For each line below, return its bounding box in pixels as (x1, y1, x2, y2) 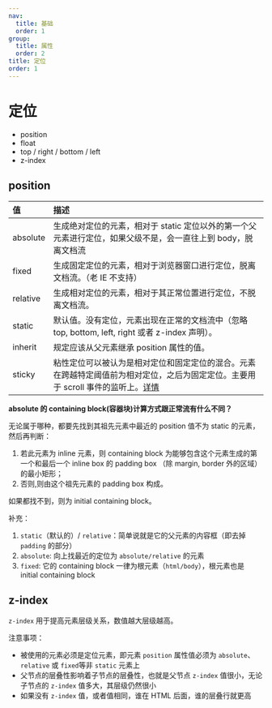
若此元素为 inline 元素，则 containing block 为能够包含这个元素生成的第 (19, 448, 257, 458)
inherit (12, 341, 37, 353)
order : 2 (15, 49, 45, 58)
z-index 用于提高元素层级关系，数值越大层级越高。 (8, 616, 178, 625)
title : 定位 (8, 58, 46, 66)
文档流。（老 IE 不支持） (53, 272, 142, 283)
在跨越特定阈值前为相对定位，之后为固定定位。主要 (53, 369, 249, 380)
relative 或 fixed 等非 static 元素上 (19, 660, 140, 670)
